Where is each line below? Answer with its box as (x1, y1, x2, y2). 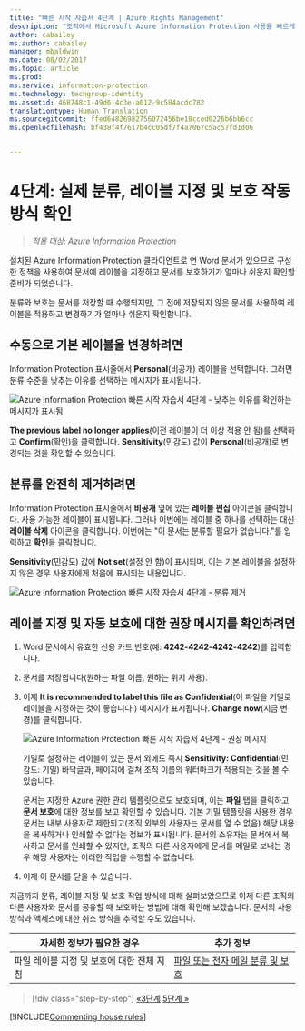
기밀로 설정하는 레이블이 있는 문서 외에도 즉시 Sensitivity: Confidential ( (22, 753, 281, 764)
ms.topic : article (9, 65, 79, 74)
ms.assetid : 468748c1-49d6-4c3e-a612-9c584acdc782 (9, 97, 205, 107)
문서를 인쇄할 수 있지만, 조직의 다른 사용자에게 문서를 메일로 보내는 (46, 840, 282, 851)
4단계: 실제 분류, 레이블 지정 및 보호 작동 (9, 181, 291, 202)
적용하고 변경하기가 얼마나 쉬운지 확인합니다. (33, 308, 192, 319)
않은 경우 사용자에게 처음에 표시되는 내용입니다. (18, 567, 187, 578)
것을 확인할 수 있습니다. (33, 447, 116, 458)
